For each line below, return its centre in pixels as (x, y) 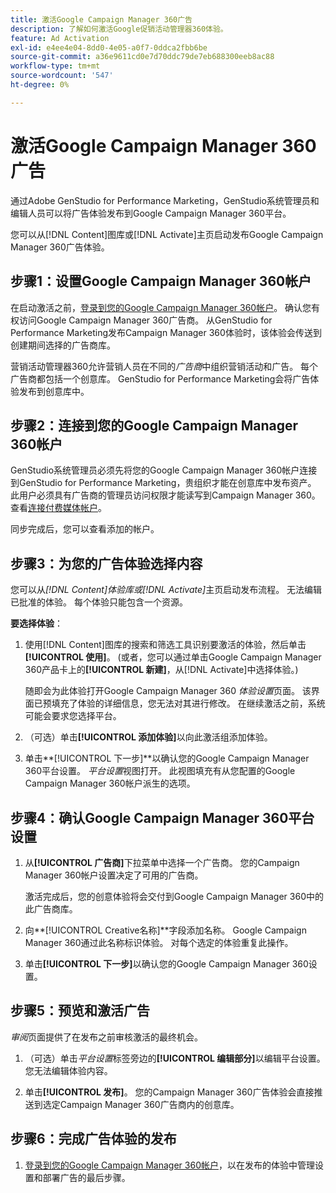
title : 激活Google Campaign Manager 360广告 (101, 19)
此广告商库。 (51, 908)
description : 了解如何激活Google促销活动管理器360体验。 (119, 29)
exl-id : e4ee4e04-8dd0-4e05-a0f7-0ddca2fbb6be (109, 47)
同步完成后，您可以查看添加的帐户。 (85, 529)
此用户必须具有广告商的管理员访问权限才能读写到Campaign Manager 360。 (165, 495)
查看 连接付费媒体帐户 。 (58, 508)
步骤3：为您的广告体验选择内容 (106, 563)
